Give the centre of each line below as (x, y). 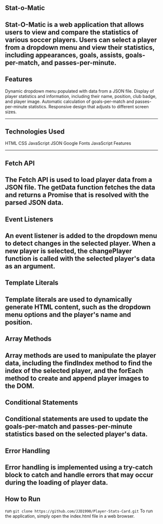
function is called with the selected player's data (80, 259)
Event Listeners (29, 219)
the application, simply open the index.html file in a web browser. (70, 516)
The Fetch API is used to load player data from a (79, 180)
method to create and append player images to (77, 378)
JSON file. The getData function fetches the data (80, 187)
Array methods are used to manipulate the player (81, 355)
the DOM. (20, 386)
